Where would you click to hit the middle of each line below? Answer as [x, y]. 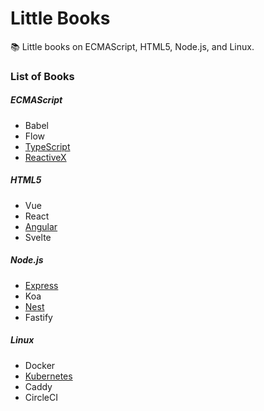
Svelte [38, 237]
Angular [41, 226]
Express [41, 285]
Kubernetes [48, 376]
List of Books [42, 76]
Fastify [38, 317]
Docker [40, 365]
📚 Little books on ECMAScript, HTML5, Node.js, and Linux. [132, 46]
